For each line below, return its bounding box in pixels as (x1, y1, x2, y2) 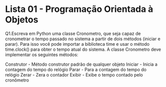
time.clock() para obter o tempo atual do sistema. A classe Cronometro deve (5, 46, 161, 52)
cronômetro (5, 77, 29, 83)
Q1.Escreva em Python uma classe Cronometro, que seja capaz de (5, 30, 141, 36)
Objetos (5, 14, 39, 25)
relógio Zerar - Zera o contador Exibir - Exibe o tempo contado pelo (5, 72, 143, 78)
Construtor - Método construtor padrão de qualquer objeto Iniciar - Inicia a (5, 61, 158, 67)
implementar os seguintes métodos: (5, 51, 78, 58)
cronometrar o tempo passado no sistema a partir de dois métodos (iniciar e (5, 36, 161, 42)
